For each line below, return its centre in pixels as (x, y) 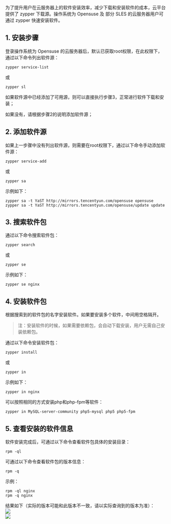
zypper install (21, 353)
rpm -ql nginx (20, 491)
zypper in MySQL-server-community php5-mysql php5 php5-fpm (70, 412)
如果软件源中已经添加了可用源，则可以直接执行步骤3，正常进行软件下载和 (82, 97)
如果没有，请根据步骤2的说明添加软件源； (49, 114)
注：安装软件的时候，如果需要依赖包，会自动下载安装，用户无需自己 (89, 326)
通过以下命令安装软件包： (32, 343)
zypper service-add (26, 161)
